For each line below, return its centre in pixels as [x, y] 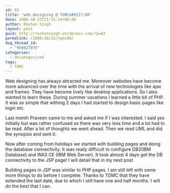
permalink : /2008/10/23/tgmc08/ [39, 39]
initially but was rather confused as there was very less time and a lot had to [85, 123]
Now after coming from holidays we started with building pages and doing [83, 144]
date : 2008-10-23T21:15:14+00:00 [41, 19]
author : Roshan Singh [28, 24]
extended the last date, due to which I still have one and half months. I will [83, 181]
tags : [11, 62]
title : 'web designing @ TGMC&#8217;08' [49, 15]
